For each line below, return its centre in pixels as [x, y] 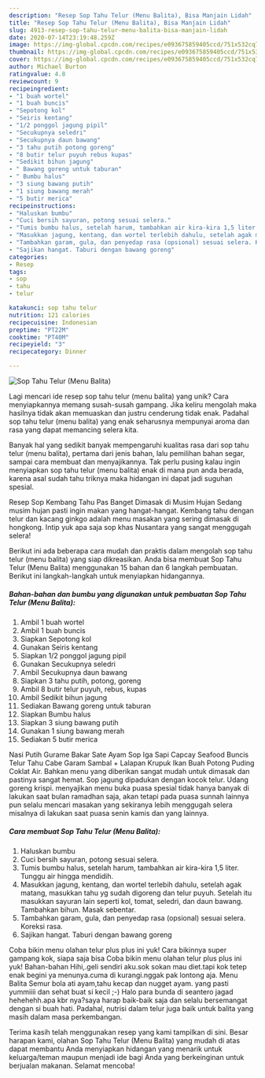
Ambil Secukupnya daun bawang [74, 672]
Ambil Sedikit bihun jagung [64, 697]
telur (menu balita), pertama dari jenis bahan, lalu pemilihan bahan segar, [127, 453]
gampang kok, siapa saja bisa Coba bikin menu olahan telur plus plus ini [125, 958]
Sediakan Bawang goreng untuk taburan [86, 706]
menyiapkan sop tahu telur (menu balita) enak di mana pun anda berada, [127, 470]
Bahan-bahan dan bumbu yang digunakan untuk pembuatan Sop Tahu [128, 594]
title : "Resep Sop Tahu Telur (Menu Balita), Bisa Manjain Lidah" [120, 23]
